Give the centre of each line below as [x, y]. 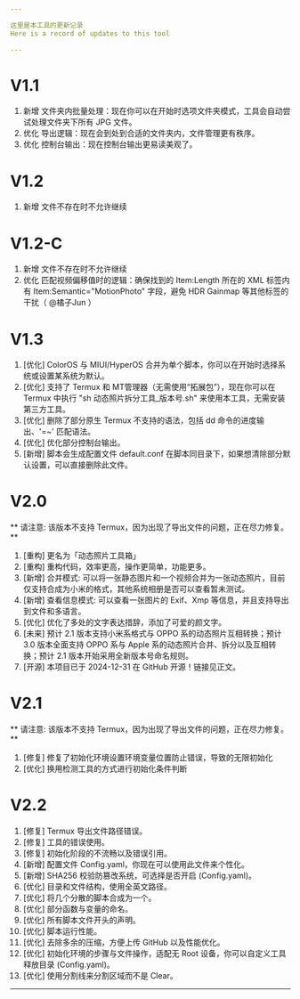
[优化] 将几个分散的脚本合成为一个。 [89, 898]
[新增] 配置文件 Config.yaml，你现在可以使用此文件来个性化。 [136, 865]
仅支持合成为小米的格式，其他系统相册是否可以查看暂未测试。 [136, 589]
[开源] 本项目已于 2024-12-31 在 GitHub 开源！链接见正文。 [132, 667]
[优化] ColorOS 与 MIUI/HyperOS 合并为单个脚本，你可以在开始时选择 [150, 365]
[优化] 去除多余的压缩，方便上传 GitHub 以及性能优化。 [124, 942]
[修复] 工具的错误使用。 [66, 842]
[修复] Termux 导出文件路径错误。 [85, 831]
